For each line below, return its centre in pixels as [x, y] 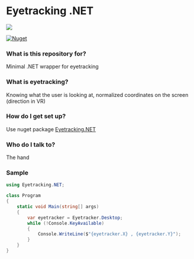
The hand [18, 157]
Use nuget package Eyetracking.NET [51, 129]
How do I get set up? [36, 116]
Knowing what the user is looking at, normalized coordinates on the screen [97, 95]
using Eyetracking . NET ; [35, 185]
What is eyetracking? [37, 82]
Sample [17, 173]
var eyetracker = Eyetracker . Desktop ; [75, 218]
